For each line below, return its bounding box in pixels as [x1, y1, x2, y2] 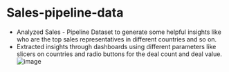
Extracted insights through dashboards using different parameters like [16, 42, 217, 51]
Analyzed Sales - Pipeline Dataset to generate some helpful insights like [16, 28, 222, 36]
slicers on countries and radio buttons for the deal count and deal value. [16, 50, 223, 58]
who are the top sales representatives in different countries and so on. [16, 35, 217, 43]
